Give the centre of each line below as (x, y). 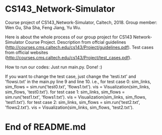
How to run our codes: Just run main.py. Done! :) (54, 67)
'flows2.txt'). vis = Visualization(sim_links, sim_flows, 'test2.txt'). (69, 107)
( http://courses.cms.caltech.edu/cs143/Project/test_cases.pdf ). (68, 57)
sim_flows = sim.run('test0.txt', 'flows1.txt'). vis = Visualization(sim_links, (78, 86)
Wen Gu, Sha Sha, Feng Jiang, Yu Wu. (43, 27)
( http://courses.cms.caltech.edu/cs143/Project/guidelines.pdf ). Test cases (79, 47)
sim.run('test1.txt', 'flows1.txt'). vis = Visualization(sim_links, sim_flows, (76, 97)
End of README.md (45, 127)
